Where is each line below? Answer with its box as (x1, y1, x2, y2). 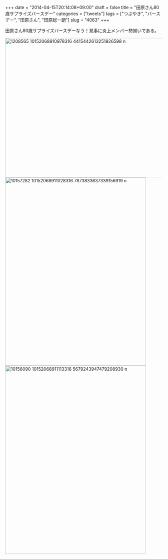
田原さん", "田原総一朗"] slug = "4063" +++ (19, 17, 110, 23)
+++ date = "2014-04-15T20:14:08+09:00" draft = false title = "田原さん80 (5, 5, 159, 10)
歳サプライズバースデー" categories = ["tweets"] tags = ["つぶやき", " (5, 11, 147, 17)
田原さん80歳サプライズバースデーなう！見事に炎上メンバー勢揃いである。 (5, 28, 159, 34)
